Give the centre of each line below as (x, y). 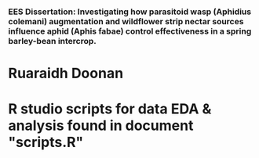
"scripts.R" (46, 142)
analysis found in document (101, 126)
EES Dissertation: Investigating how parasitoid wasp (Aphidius (130, 12)
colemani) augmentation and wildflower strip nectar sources (126, 21)
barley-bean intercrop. (52, 41)
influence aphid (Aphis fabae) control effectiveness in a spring (130, 31)
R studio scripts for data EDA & (110, 109)
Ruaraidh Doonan (66, 74)
